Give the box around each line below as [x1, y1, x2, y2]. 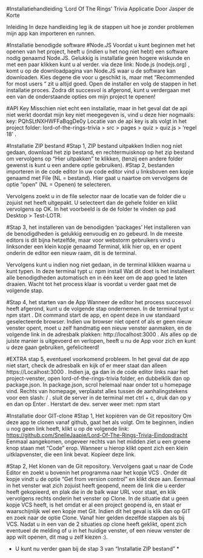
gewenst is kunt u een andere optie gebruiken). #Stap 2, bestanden [6, 162, 175, 168]
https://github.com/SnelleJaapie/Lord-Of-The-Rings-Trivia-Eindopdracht [6, 431, 188, 439]
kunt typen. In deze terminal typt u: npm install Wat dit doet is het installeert [6, 268, 195, 274]
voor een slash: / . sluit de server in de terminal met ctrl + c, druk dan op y [6, 394, 191, 401]
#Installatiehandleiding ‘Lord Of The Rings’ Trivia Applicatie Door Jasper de [6, 5, 195, 12]
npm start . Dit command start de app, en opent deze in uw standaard [6, 311, 180, 319]
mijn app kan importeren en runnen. [6, 30, 96, 37]
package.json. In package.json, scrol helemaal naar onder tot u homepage [6, 381, 191, 388]
